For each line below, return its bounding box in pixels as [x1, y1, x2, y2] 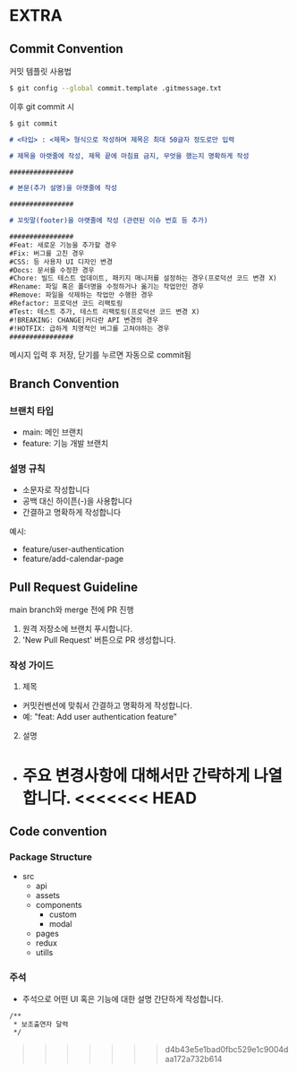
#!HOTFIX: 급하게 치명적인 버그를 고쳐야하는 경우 [9, 324, 170, 333]
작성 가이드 [9, 660, 55, 672]
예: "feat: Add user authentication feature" [21, 712, 177, 722]
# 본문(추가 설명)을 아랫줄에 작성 [9, 184, 118, 193]
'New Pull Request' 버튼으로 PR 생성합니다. [21, 635, 176, 645]
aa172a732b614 [165, 1054, 223, 1065]
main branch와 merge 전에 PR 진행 [9, 604, 134, 615]
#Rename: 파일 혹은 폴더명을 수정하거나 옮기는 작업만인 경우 [9, 282, 205, 291]
